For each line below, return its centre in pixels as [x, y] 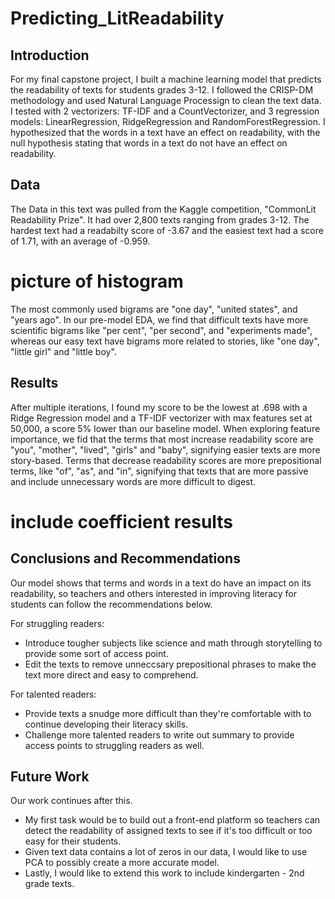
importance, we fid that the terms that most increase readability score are [162, 439]
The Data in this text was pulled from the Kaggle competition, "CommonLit [163, 209]
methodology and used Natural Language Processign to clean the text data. [166, 100]
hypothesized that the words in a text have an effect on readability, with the [165, 132]
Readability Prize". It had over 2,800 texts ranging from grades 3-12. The [160, 219]
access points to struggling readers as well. [114, 745]
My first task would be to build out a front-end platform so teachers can [172, 820]
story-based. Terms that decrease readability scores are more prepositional [166, 460]
